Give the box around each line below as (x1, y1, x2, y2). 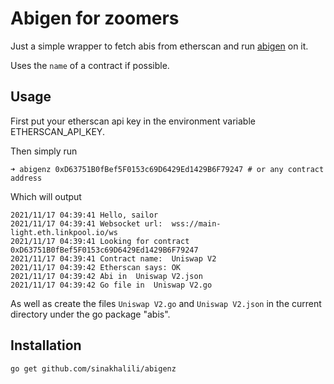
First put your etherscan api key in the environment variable (10, 115, 256, 127)
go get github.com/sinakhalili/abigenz (10, 363, 177, 374)
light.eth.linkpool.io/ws (10, 227, 118, 237)
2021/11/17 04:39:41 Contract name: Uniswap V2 (10, 253, 217, 264)
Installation (10, 337, 82, 354)
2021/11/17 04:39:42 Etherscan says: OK (10, 262, 182, 272)
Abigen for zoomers (10, 7, 180, 30)
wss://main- (171, 218, 222, 229)
